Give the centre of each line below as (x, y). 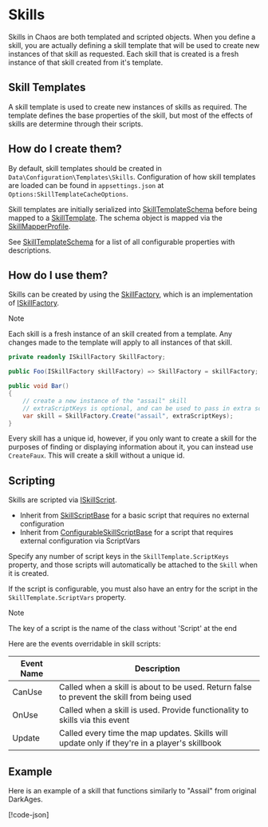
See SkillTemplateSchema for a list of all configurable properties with (122, 242)
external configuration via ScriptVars (80, 541)
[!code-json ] (29, 815)
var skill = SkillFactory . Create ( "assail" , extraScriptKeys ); (128, 416)
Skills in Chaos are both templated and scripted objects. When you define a (132, 37)
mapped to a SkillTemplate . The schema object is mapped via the (116, 218)
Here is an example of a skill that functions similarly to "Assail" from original (132, 791)
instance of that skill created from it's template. (86, 62)
